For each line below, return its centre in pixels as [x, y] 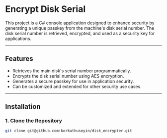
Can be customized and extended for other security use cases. [77, 86]
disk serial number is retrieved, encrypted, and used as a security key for [80, 33]
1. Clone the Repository [34, 121]
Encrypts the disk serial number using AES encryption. [68, 76]
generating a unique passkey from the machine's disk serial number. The [80, 28]
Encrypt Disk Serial [45, 9]
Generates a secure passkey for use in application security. [73, 81]
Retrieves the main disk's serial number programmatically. [72, 71]
